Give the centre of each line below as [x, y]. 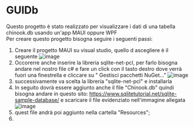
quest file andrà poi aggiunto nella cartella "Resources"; [82, 112]
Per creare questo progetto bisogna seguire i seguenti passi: [79, 39]
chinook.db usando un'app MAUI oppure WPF [62, 32]
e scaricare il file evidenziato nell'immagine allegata [123, 99]
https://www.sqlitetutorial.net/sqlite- [133, 94]
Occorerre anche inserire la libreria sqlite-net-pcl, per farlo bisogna [96, 63]
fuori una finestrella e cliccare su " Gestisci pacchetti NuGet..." [90, 75]
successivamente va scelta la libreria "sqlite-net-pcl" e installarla [93, 81]
